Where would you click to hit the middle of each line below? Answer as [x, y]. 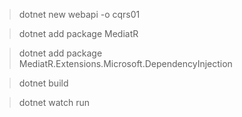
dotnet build [43, 83]
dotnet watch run [54, 102]
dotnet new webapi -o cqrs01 [79, 14]
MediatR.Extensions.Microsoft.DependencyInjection [125, 63]
